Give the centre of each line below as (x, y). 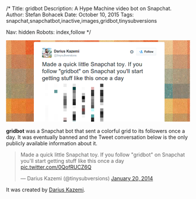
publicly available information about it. (52, 143)
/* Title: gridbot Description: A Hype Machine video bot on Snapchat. (89, 8)
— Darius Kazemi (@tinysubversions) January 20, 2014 (87, 178)
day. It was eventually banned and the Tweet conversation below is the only (97, 137)
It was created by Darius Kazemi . (46, 190)
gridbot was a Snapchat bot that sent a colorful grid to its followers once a (96, 131)
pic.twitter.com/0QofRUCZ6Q (56, 167)
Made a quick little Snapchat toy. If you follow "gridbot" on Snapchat (103, 155)
